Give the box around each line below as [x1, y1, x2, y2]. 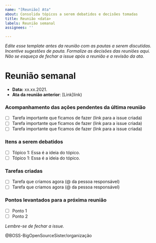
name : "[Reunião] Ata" [5, 7, 51, 12]
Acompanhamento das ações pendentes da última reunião [5, 103, 146, 110]
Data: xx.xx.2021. [12, 86, 48, 93]
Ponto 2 [12, 213, 28, 219]
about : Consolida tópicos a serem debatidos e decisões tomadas [5, 12, 138, 17]
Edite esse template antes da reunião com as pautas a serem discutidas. [5, 43, 152, 49]
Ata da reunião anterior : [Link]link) [12, 92, 83, 98]
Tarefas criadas [5, 167, 43, 174]
